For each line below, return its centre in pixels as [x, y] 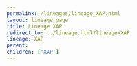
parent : [18, 45]
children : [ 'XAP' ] [33, 52]
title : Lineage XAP [34, 26]
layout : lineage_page [38, 20]
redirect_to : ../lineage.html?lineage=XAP [68, 33]
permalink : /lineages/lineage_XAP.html [64, 13]
